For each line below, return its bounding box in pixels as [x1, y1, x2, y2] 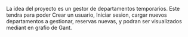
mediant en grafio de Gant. [6, 24, 72, 31]
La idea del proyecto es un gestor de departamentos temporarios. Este [6, 5, 180, 12]
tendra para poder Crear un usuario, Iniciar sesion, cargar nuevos [6, 11, 167, 18]
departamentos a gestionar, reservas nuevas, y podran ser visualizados [6, 18, 182, 24]
